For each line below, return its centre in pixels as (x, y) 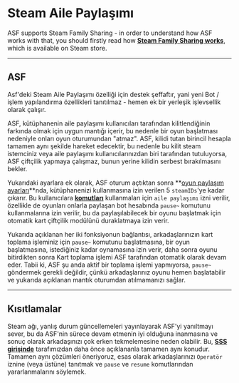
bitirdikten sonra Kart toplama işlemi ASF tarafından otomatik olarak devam (117, 257)
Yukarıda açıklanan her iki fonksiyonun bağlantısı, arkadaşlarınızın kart (110, 234)
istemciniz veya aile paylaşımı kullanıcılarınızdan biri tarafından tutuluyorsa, (117, 153)
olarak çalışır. (27, 109)
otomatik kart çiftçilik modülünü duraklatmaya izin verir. (88, 220)
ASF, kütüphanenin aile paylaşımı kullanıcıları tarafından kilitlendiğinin (109, 123)
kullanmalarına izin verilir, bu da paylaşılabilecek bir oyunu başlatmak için (115, 213)
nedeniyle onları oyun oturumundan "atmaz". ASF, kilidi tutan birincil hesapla (119, 138)
